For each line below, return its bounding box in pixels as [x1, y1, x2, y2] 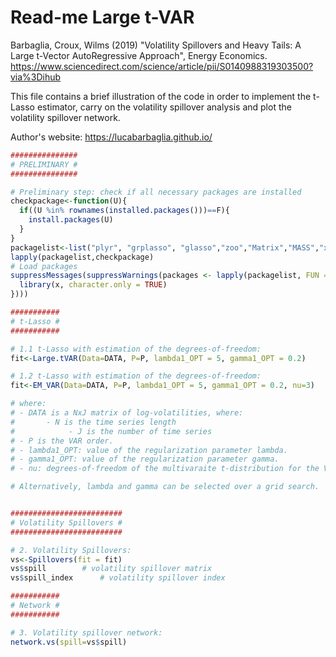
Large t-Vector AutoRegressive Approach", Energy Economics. [10, 49, 268, 61]
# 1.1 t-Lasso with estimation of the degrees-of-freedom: [10, 344, 262, 354]
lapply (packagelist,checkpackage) [10, 252, 155, 262]
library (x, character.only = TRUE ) [19, 280, 168, 290]
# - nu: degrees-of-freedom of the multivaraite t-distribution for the [10, 464, 320, 474]
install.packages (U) [28, 215, 114, 225]
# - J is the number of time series [10, 426, 213, 436]
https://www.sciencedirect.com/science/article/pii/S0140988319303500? [10, 60, 314, 72]
